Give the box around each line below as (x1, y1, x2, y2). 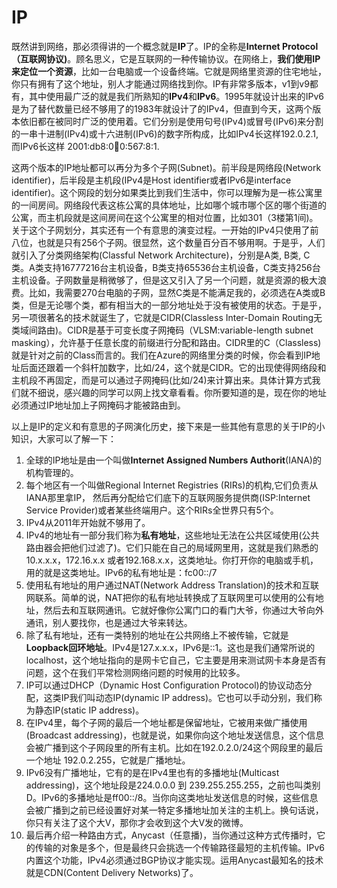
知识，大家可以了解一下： (11, 432, 117, 445)
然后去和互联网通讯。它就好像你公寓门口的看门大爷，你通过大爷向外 (43, 604, 324, 616)
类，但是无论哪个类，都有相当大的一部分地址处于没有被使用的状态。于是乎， (11, 299, 327, 311)
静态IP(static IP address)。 (34, 704, 145, 716)
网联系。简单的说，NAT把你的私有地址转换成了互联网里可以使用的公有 (25, 591, 316, 603)
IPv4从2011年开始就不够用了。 (25, 516, 151, 528)
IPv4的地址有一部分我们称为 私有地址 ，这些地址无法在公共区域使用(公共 (25, 529, 320, 541)
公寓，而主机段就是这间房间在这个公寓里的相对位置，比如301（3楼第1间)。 (11, 211, 319, 223)
